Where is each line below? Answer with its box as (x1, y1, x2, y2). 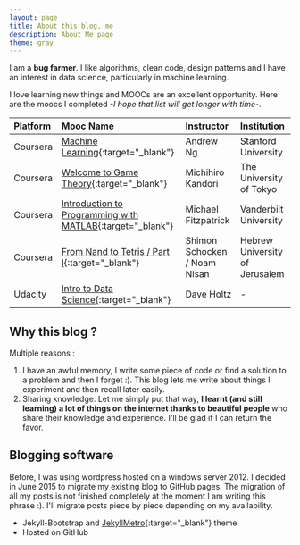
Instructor (185, 120, 229, 132)
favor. (21, 422, 44, 433)
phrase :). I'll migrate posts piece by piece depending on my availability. (9, 499, 273, 510)
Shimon (185, 234, 218, 247)
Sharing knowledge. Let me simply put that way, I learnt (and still (21, 394, 262, 405)
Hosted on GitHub (21, 526, 89, 537)
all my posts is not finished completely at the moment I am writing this (9, 490, 266, 501)
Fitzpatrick (185, 214, 230, 227)
